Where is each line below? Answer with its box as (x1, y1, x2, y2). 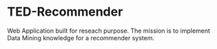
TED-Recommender (7, 4, 123, 20)
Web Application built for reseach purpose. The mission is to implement (7, 27, 210, 35)
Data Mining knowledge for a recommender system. (7, 33, 155, 42)
